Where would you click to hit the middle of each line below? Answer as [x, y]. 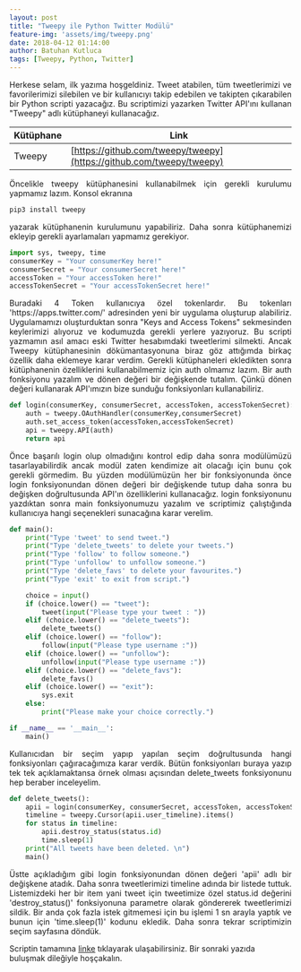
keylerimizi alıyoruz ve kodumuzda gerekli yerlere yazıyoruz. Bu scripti [150, 331]
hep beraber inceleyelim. [55, 782]
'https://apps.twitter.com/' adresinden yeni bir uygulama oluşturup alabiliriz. [150, 313]
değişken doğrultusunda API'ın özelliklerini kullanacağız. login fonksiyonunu [150, 494]
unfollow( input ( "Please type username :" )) [124, 662]
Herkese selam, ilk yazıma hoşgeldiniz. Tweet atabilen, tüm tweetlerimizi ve [150, 85]
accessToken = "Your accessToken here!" [86, 278]
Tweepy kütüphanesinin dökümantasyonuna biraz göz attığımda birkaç [150, 351]
